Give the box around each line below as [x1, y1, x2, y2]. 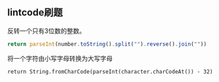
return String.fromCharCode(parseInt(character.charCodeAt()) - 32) [7, 68, 213, 75]
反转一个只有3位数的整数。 [7, 27, 86, 35]
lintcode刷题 [7, 6, 63, 19]
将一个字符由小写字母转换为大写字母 [7, 54, 113, 62]
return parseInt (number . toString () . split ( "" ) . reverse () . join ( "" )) [7, 41, 207, 48]
